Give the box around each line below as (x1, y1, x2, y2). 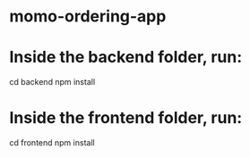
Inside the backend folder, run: (9, 47, 243, 68)
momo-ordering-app (9, 6, 167, 27)
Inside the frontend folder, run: (9, 108, 243, 128)
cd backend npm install (9, 77, 96, 87)
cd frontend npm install (9, 137, 96, 148)
